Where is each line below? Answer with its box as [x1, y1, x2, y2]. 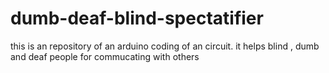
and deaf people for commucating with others [10, 50, 200, 62]
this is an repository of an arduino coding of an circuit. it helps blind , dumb [10, 40, 320, 52]
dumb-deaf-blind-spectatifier [10, 7, 264, 30]
